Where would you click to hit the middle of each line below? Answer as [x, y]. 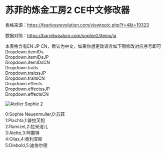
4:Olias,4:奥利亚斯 [24, 139]
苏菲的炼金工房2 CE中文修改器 [67, 10]
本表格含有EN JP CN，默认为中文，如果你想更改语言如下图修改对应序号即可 [83, 46]
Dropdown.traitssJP [25, 73]
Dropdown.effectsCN [27, 94]
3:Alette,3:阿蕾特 [22, 133]
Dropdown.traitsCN [25, 78]
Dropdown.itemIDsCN [27, 62]
